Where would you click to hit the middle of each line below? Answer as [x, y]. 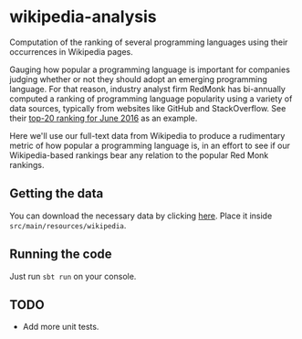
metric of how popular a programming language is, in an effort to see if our [150, 145]
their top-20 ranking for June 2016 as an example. [104, 118]
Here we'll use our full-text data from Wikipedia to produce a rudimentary [147, 135]
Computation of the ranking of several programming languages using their [149, 42]
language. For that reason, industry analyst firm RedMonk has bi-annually [147, 89]
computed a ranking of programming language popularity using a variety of [151, 99]
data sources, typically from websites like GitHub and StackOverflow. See [148, 108]
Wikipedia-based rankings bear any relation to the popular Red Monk [139, 155]
